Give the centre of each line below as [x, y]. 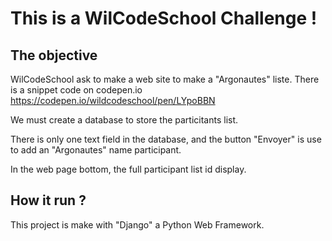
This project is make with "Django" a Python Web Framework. [137, 224]
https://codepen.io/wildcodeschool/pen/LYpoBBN [113, 100]
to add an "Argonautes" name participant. [96, 150]
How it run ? [48, 200]
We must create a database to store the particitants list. [124, 120]
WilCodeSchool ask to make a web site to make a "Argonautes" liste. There [165, 79]
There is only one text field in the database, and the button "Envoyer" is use [166, 139]
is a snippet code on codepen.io [76, 90]
